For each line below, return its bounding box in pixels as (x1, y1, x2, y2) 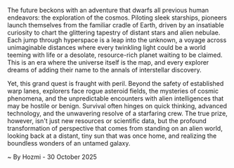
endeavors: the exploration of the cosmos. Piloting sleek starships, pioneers (7, 13, 227, 22)
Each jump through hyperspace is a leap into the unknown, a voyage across (7, 36, 227, 44)
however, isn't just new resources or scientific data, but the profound (7, 117, 207, 125)
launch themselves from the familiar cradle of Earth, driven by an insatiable (7, 21, 225, 29)
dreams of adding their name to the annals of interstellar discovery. (7, 66, 202, 74)
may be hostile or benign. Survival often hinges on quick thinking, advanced (7, 102, 227, 110)
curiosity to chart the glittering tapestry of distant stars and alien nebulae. (7, 28, 221, 37)
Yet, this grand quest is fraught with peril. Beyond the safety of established (7, 79, 224, 87)
